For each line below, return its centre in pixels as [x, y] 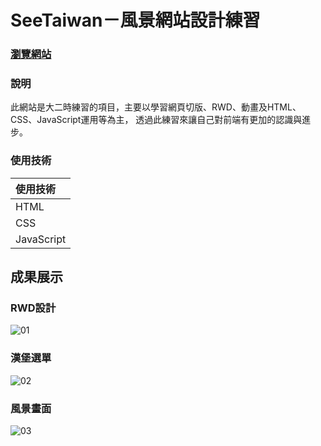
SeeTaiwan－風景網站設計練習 [135, 20]
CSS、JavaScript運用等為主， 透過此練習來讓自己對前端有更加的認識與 [156, 120]
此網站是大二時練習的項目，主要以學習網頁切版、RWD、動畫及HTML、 [156, 107]
